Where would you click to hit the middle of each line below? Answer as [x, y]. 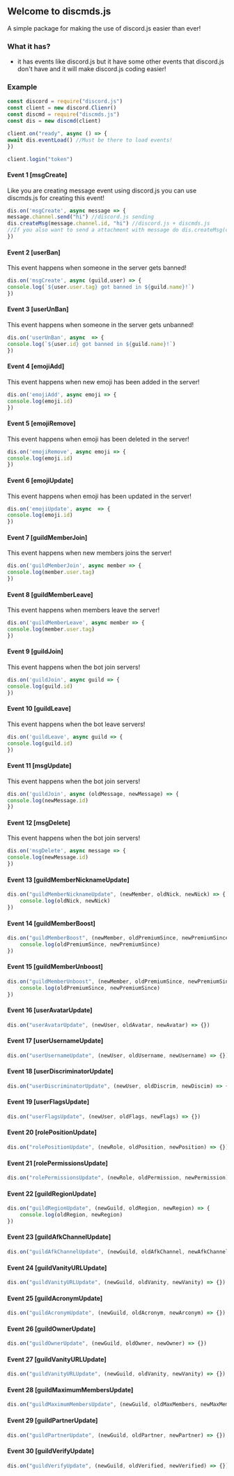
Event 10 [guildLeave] [39, 709]
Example [22, 87]
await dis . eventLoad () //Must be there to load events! [90, 140]
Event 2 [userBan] [34, 252]
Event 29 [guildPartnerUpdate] [53, 1420]
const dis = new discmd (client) [54, 121]
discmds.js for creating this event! [56, 197]
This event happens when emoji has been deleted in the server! [98, 439]
